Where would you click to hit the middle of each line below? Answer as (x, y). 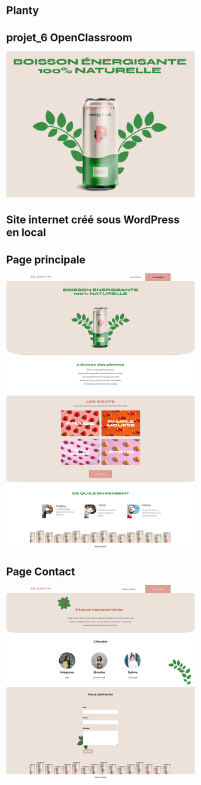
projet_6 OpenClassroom (69, 38)
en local (26, 232)
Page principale (46, 259)
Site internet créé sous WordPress (93, 220)
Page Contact (41, 572)
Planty (23, 10)
